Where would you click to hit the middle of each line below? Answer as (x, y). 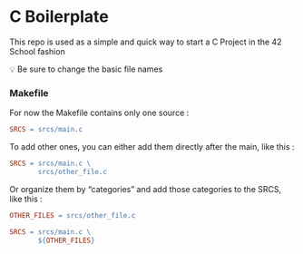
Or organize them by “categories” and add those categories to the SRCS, (146, 189)
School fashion (37, 51)
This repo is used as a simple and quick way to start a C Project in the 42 (146, 42)
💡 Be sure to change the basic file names (86, 69)
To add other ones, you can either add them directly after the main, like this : (152, 147)
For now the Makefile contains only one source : (99, 113)
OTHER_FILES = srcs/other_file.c (73, 215)
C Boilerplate (59, 17)
